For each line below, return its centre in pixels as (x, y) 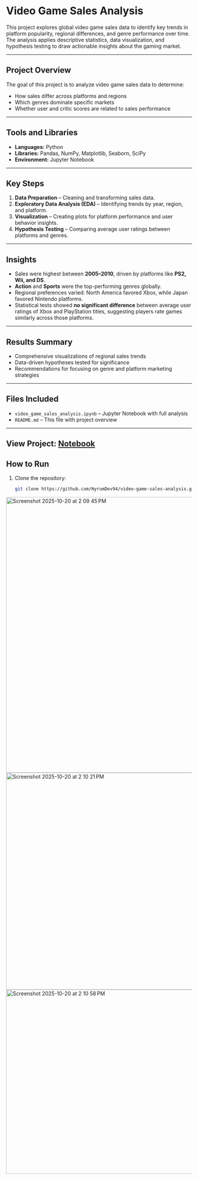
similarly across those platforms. (54, 318)
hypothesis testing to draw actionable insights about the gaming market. (94, 46)
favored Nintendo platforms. (49, 299)
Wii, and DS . (30, 280)
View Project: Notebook (51, 444)
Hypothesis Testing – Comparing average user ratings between (92, 229)
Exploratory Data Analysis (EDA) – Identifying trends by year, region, (99, 204)
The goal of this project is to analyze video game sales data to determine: (95, 85)
